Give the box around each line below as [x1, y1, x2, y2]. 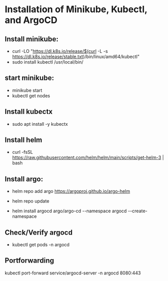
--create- [128, 208, 148, 214]
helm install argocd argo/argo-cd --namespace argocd [12, 208, 127, 214]
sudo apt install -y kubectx [12, 121, 68, 127]
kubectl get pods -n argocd [12, 242, 70, 248]
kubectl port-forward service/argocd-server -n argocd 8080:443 [5, 270, 141, 276]
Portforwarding [5, 256, 54, 265]
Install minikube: [5, 35, 59, 43]
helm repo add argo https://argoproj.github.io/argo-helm [12, 188, 130, 194]
